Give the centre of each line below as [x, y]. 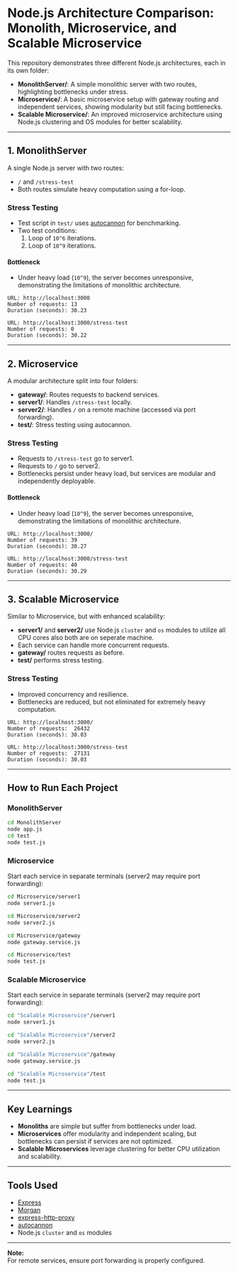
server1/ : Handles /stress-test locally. [75, 402]
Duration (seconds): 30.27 [47, 546]
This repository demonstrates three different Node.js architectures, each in [117, 62]
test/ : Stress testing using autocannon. [74, 425]
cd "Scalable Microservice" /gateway [61, 1054]
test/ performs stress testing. [61, 660]
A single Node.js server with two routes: [66, 167]
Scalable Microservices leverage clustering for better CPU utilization [119, 1149]
